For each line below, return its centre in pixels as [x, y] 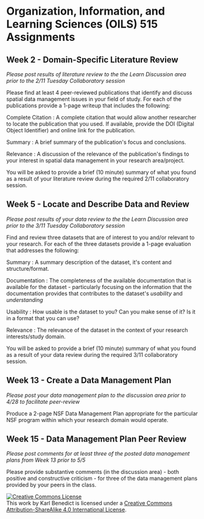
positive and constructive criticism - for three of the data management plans [102, 478]
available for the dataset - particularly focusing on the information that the [99, 287]
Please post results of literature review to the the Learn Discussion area [97, 74]
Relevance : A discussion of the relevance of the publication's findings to [98, 154]
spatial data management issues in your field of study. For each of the [94, 99]
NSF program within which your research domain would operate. [87, 420]
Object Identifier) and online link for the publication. [71, 130]
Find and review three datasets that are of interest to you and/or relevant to [100, 237]
